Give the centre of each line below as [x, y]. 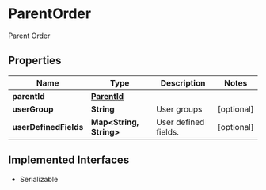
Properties [35, 61]
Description [183, 82]
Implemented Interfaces [69, 160]
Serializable [39, 179]
